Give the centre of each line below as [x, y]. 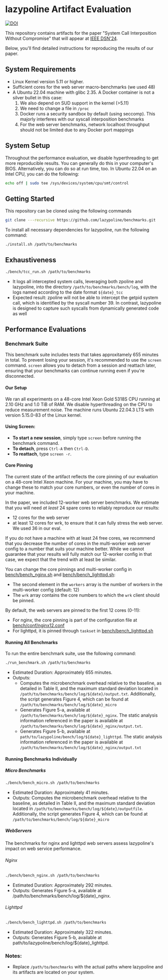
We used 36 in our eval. [37, 528]
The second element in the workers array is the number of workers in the [88, 584]
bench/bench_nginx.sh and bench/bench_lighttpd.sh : [60, 574]
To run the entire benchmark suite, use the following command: [71, 654]
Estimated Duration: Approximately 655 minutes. [62, 672]
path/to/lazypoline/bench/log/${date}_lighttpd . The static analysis [91, 737]
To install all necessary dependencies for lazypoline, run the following [77, 230]
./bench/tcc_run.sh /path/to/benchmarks [48, 272]
